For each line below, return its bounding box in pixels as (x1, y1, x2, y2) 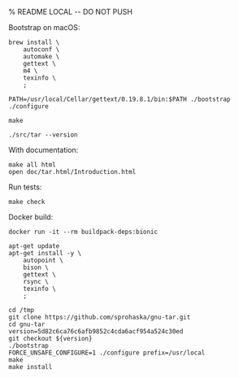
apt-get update (8, 242, 60, 250)
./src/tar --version (8, 131, 79, 139)
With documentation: (8, 146, 79, 154)
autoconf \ (23, 46, 60, 54)
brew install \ (8, 38, 60, 46)
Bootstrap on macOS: (8, 23, 80, 32)
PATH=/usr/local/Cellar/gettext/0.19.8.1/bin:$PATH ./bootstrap (8, 95, 231, 103)
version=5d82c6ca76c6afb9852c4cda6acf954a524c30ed (8, 328, 184, 336)
